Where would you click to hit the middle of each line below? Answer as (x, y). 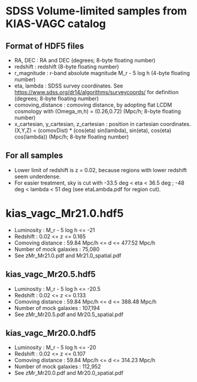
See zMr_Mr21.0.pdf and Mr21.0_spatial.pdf (68, 255)
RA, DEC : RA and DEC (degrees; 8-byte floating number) (85, 60)
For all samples (34, 156)
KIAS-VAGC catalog (56, 24)
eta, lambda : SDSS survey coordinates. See (69, 86)
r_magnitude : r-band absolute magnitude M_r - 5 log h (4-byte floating (102, 73)
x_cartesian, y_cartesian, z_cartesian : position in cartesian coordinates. (102, 124)
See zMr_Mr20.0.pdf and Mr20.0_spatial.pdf (69, 373)
